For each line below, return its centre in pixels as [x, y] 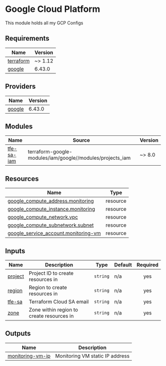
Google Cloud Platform [53, 9]
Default [123, 265]
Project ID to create [51, 273]
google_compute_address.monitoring [51, 201]
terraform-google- [50, 152]
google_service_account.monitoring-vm [54, 233]
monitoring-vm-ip [29, 356]
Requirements [27, 38]
